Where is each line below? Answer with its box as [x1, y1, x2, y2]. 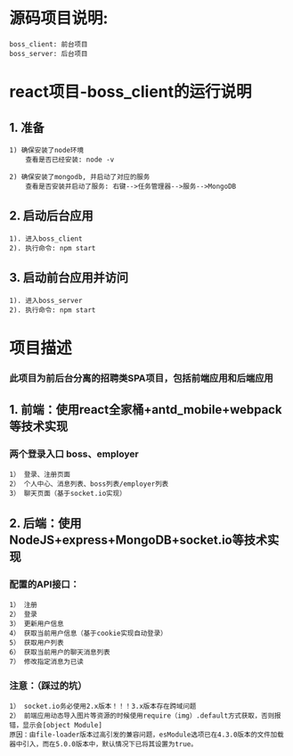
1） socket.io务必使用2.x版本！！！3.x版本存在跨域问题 [9, 702, 197, 711]
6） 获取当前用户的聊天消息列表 [9, 648, 110, 657]
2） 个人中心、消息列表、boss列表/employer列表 [9, 480, 169, 489]
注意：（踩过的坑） [9, 679, 87, 692]
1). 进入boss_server [9, 296, 83, 305]
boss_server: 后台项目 [9, 49, 88, 58]
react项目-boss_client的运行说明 [9, 82, 252, 103]
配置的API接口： [9, 578, 80, 590]
